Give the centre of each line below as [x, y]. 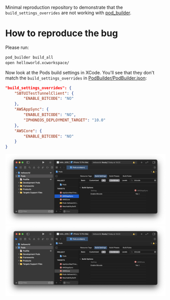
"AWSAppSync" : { [32, 110]
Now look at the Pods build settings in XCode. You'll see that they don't [80, 72]
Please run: [17, 47]
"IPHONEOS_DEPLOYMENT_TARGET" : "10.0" [65, 120]
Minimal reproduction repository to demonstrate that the [64, 7]
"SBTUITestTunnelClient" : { [44, 93]
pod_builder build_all [29, 57]
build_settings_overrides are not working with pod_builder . [68, 13]
